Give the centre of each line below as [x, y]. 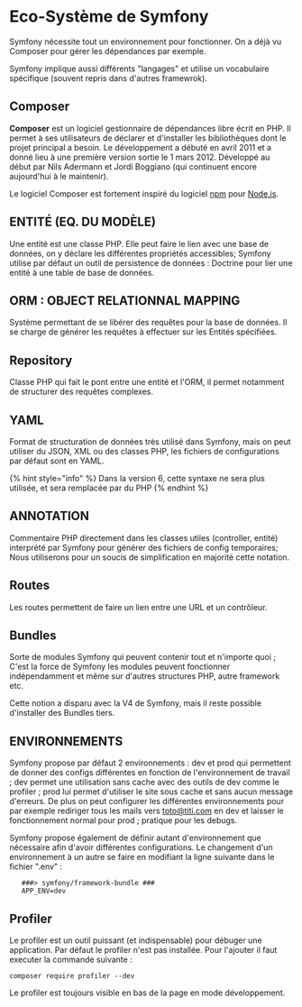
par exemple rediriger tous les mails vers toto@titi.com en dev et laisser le [146, 811]
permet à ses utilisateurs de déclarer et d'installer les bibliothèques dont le [148, 138]
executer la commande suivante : [71, 960]
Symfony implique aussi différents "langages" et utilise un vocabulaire [139, 69]
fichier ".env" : [36, 866]
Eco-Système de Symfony [109, 17]
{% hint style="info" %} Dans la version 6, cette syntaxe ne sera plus [137, 478]
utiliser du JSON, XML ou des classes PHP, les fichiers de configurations [144, 451]
